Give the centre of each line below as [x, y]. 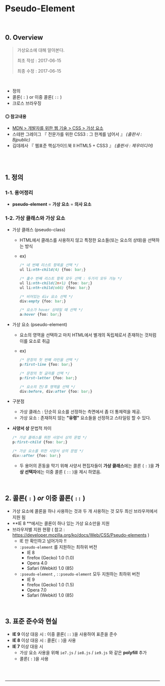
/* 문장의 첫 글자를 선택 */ [45, 373]
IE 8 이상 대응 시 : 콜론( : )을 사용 [44, 640]
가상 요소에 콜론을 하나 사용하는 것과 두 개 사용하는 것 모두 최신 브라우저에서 [85, 511]
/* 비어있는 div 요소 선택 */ [46, 297]
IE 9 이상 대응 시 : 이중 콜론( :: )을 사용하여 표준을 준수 [65, 634]
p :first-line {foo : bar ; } [46, 365]
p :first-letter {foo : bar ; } [48, 378]
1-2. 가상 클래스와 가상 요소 [35, 218]
